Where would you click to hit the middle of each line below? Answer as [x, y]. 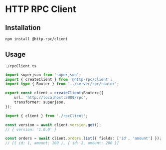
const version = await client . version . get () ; [53, 125]
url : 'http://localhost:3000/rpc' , [51, 98]
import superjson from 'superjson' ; [43, 75]
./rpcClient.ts [21, 66]
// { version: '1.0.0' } [31, 130]
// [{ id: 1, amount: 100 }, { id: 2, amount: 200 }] [62, 143]
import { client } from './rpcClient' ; [47, 116]
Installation [23, 28]
